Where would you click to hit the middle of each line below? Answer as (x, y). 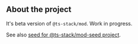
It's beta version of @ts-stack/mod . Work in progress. (69, 23)
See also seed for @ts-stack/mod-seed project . (63, 35)
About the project (39, 10)
